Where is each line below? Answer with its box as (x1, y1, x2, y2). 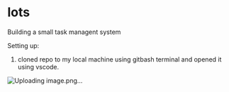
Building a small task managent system (7, 28, 121, 36)
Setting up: (7, 41, 40, 50)
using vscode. (17, 62, 60, 71)
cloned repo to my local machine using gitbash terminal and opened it (17, 54, 222, 64)
